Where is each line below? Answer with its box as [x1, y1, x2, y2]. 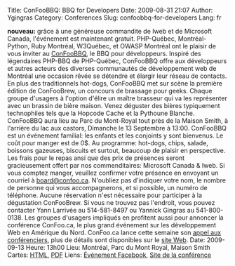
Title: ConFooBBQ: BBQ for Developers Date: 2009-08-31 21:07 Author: [7, 6, 213, 14]
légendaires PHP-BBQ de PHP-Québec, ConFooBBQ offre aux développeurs [7, 57, 227, 65]
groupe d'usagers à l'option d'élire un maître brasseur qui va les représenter [7, 94, 228, 102]
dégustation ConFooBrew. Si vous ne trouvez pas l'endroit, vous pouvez [7, 199, 215, 206]
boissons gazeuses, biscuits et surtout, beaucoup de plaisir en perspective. [7, 147, 226, 154]
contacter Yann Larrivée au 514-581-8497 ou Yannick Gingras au [7, 206, 195, 214]
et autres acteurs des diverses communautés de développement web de [7, 65, 217, 72]
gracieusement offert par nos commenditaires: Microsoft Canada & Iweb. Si [7, 161, 225, 169]
